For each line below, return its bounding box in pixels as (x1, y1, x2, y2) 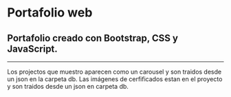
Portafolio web (7, 5, 93, 21)
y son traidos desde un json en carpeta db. (7, 83, 129, 90)
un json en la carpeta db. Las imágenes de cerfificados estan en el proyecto (7, 75, 223, 83)
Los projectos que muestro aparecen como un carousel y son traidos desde (7, 67, 222, 76)
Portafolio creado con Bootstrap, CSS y (7, 32, 179, 44)
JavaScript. (7, 43, 58, 54)
